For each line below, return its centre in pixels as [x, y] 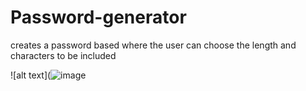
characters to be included [63, 55]
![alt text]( [31, 75]
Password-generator [98, 17]
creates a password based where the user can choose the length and [153, 45]
